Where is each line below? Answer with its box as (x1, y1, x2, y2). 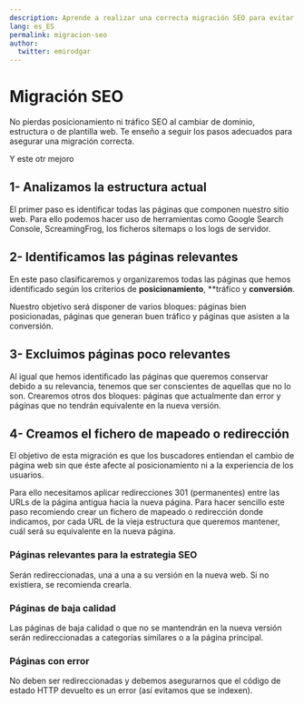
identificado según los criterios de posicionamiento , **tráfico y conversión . (9, 283, 295, 294)
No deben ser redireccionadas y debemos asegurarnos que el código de (9, 675, 281, 687)
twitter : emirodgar (17, 47, 92, 56)
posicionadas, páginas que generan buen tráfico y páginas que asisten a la (9, 310, 290, 321)
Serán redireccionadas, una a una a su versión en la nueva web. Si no (9, 569, 270, 580)
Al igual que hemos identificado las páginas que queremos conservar (9, 370, 270, 382)
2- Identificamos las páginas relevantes (9, 249, 239, 265)
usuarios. (9, 469, 44, 480)
